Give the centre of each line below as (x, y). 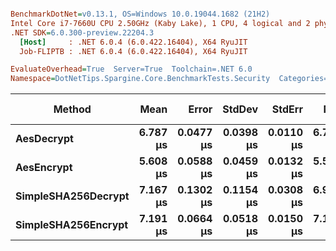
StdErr (287, 109)
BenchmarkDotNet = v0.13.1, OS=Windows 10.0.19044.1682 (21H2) (140, 14)
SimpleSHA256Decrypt (72, 196)
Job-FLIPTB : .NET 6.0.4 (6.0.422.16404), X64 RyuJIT (133, 51)
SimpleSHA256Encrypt (72, 225)
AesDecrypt (44, 139)
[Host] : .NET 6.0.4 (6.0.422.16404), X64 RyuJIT (133, 42)
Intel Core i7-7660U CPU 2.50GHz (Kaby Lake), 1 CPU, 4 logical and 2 (160, 23)
